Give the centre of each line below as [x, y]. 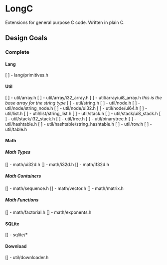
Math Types [18, 152]
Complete [17, 52]
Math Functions [22, 200]
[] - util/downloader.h [27, 257]
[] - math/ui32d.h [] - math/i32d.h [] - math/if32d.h [57, 165]
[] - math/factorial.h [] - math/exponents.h [48, 212]
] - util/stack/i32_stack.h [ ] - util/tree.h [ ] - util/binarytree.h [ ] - [71, 119]
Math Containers [23, 176]
